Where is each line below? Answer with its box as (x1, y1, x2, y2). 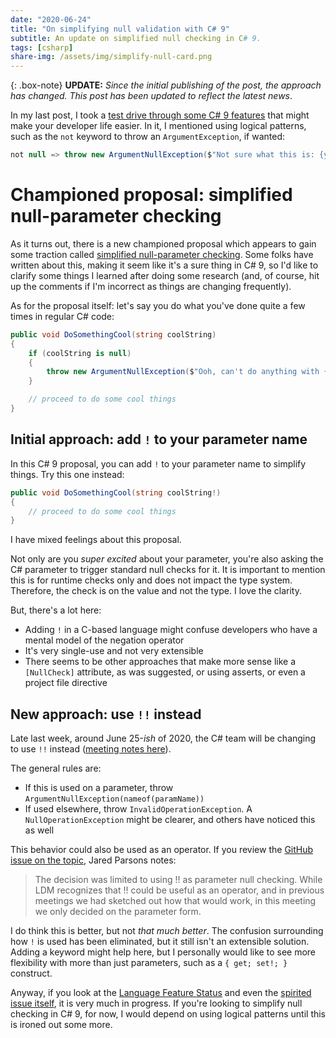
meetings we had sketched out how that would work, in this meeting (34, 895, 317, 907)
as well (24, 824, 55, 836)
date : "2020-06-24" (10, 14, 92, 25)
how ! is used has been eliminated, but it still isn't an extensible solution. (10, 936, 310, 948)
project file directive (24, 677, 108, 689)
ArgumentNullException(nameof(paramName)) (24, 794, 205, 805)
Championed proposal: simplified (10, 184, 293, 206)
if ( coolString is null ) (28, 348, 132, 358)
